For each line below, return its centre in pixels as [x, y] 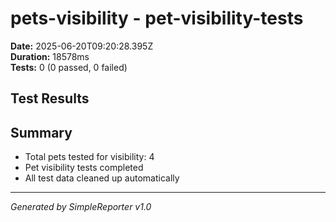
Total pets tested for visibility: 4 [89, 157]
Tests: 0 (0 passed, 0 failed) [69, 67]
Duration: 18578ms [50, 56]
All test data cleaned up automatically [102, 178]
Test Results [50, 98]
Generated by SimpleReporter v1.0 [81, 207]
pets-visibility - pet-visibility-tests [157, 18]
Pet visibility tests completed [84, 168]
